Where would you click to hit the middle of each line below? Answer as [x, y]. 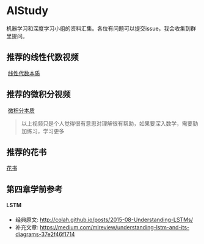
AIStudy [27, 11]
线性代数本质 [24, 73]
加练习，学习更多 [43, 131]
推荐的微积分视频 [38, 95]
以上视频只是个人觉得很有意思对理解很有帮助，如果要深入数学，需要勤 [110, 123]
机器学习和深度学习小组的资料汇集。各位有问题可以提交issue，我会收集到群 [101, 28]
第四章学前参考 [35, 189]
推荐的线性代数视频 [42, 57]
